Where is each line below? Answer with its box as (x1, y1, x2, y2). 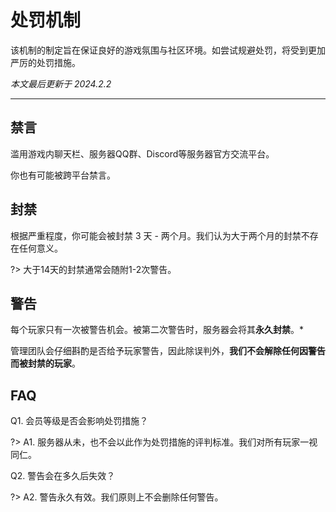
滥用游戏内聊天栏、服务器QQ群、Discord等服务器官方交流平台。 (10, 147, 275, 160)
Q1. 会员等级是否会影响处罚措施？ (10, 415, 149, 427)
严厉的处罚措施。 (10, 56, 81, 68)
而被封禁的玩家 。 (10, 357, 81, 370)
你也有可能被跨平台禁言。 (10, 169, 116, 181)
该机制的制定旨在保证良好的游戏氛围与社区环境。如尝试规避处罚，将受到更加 (10, 44, 326, 56)
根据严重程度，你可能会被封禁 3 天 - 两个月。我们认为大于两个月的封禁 (10, 229, 302, 241)
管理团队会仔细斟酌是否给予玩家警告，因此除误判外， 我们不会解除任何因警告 (10, 345, 326, 357)
